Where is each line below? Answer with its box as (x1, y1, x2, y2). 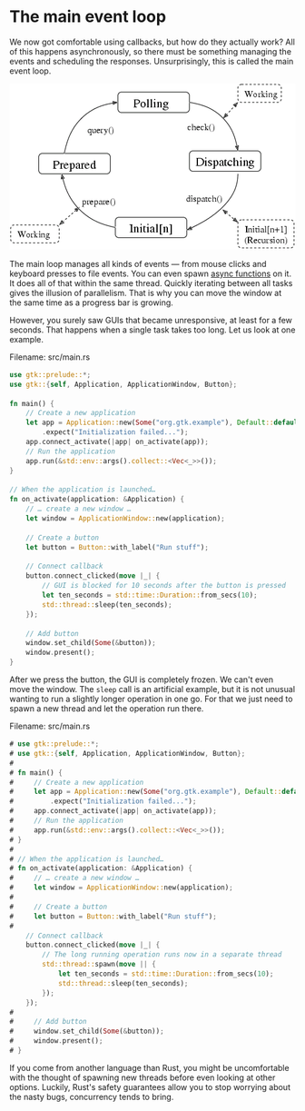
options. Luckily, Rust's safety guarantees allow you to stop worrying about (9, 1081, 290, 1092)
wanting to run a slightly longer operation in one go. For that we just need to (9, 693, 293, 705)
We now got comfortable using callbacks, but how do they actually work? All (9, 36, 295, 47)
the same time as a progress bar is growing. (9, 297, 174, 308)
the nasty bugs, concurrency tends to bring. (9, 1091, 174, 1102)
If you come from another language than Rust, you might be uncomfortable (9, 1062, 290, 1073)
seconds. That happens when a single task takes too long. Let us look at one (9, 324, 296, 335)
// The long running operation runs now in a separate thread (42, 950, 282, 959)
